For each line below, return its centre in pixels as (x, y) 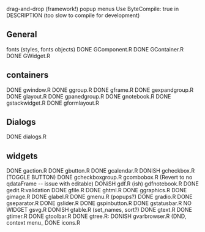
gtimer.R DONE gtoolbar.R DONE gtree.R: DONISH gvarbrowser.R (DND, (96, 216)
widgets (22, 156)
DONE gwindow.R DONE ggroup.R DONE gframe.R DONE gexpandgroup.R (100, 90)
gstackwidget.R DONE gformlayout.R (53, 103)
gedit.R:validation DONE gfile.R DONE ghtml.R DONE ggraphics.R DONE (97, 190)
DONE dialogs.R (27, 137)
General (22, 35)
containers (28, 75)
